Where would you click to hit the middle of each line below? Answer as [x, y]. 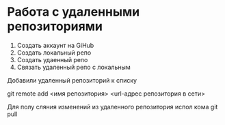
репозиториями [55, 26]
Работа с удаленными [74, 12]
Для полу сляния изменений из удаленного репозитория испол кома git [112, 107]
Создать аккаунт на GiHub [55, 45]
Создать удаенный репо [52, 59]
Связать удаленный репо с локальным [74, 67]
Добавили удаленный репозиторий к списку [72, 80]
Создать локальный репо [54, 53]
